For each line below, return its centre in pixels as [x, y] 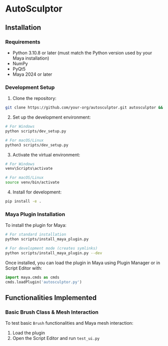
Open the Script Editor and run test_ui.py [56, 338]
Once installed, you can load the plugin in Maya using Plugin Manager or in [83, 263]
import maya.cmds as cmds [32, 277]
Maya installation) [31, 58]
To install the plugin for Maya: [36, 225]
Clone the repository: [34, 98]
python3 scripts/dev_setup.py [37, 145]
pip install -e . [23, 202]
